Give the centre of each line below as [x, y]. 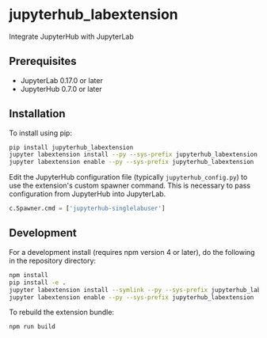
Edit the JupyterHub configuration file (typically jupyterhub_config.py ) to [128, 177]
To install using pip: [40, 133]
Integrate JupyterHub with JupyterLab [71, 36]
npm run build [32, 327]
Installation [37, 114]
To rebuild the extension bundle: [61, 312]
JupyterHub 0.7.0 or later [61, 89]
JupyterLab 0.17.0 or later [62, 80]
